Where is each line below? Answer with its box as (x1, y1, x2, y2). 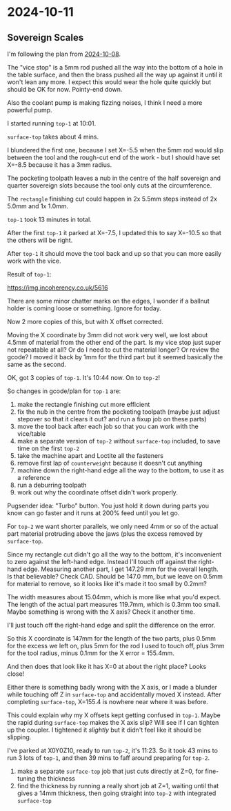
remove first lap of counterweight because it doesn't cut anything (17, 459, 203, 467)
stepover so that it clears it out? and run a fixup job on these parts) (17, 415, 207, 423)
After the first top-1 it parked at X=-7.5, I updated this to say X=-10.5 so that (7, 229, 222, 237)
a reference (17, 474, 50, 481)
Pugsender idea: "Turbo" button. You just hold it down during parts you (7, 501, 209, 510)
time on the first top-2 (17, 444, 80, 452)
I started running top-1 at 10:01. (7, 119, 97, 128)
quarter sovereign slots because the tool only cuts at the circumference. (7, 181, 212, 190)
